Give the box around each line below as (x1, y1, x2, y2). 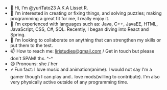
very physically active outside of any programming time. (10, 79, 129, 85)
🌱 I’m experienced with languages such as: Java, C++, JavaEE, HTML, (10, 21, 158, 27)
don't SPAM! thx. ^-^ (10, 56, 54, 61)
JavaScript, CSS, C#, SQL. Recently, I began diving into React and (10, 26, 149, 32)
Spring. (10, 32, 26, 37)
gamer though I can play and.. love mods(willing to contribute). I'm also (10, 74, 160, 79)
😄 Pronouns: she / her (10, 61, 58, 67)
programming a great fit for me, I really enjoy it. (10, 16, 110, 21)
